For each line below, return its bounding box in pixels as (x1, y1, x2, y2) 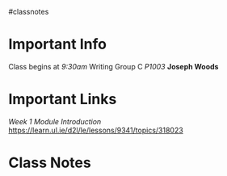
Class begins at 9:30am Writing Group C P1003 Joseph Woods (8, 61, 219, 71)
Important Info (8, 36, 107, 53)
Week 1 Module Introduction (8, 116, 102, 126)
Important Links (8, 90, 117, 108)
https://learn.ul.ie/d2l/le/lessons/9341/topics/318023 (8, 125, 183, 135)
